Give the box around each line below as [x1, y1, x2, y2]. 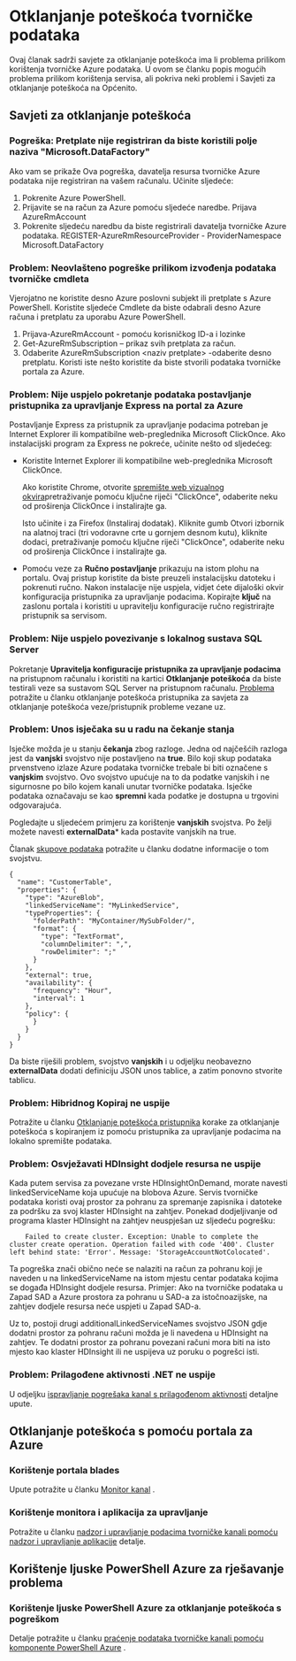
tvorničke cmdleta [9, 273, 90, 285]
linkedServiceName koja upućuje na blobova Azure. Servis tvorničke [9, 1188, 259, 1198]
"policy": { [25, 1009, 69, 1019]
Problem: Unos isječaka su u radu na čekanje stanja [9, 723, 235, 735]
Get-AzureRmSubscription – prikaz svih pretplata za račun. [21, 338, 237, 349]
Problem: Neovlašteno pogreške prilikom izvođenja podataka [9, 261, 277, 273]
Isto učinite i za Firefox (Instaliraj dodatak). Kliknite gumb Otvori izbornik [21, 518, 285, 528]
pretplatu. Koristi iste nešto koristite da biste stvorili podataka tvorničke [21, 357, 281, 367]
